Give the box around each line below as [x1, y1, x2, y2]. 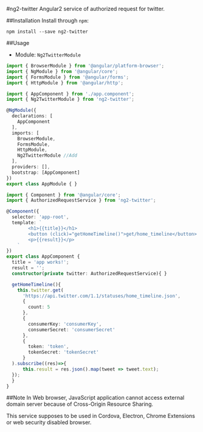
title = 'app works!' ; [12, 259, 69, 266]
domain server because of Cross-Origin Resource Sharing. [6, 400, 154, 408]
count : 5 [28, 304, 50, 310]
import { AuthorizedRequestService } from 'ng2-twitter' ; [6, 197, 156, 204]
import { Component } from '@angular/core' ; [6, 191, 121, 198]
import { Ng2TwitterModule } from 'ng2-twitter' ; [6, 97, 135, 103]
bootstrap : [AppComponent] [12, 170, 80, 176]
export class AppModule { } [6, 180, 78, 187]
